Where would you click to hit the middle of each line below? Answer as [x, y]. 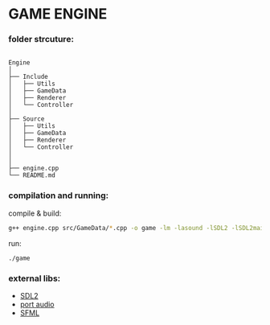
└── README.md [32, 175]
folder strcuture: [41, 39]
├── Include [28, 77]
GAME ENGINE [58, 14]
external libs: [35, 278]
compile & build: [35, 213]
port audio [37, 304]
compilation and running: [59, 195]
